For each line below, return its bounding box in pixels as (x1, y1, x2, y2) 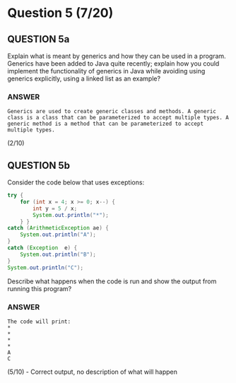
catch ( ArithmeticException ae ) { (7, 225, 110, 232)
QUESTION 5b (7, 159, 71, 171)
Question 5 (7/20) (7, 5, 114, 21)
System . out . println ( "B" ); (20, 251, 97, 258)
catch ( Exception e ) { (7, 244, 78, 252)
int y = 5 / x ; (33, 205, 78, 212)
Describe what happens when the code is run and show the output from (7, 277, 217, 285)
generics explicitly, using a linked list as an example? (7, 74, 161, 83)
